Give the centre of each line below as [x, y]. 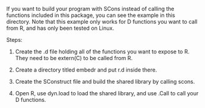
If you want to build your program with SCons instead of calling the [91, 9]
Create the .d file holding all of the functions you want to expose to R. [102, 52]
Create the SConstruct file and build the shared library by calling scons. [105, 82]
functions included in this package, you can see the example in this [91, 15]
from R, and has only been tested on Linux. [60, 28]
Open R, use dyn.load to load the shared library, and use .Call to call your [107, 93]
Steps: [14, 40]
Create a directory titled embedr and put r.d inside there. [86, 70]
